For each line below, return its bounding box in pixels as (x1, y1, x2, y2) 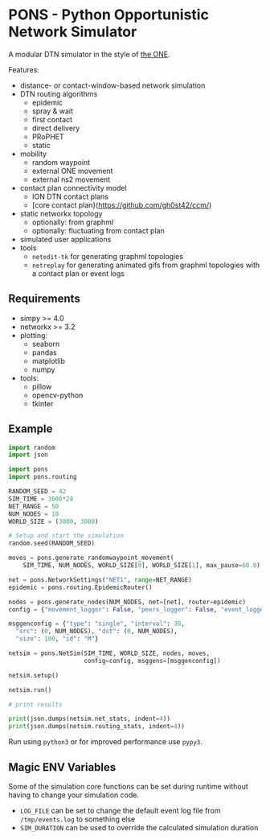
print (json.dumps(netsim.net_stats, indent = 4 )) (8, 714, 171, 723)
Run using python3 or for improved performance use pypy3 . (8, 737, 203, 747)
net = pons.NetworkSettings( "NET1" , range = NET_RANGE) (8, 575, 193, 584)
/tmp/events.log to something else (19, 814, 136, 824)
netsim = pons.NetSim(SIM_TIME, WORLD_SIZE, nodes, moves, (8, 649, 211, 657)
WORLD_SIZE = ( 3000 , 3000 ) (8, 517, 99, 525)
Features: (8, 64, 40, 74)
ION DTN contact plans (31, 191, 108, 201)
